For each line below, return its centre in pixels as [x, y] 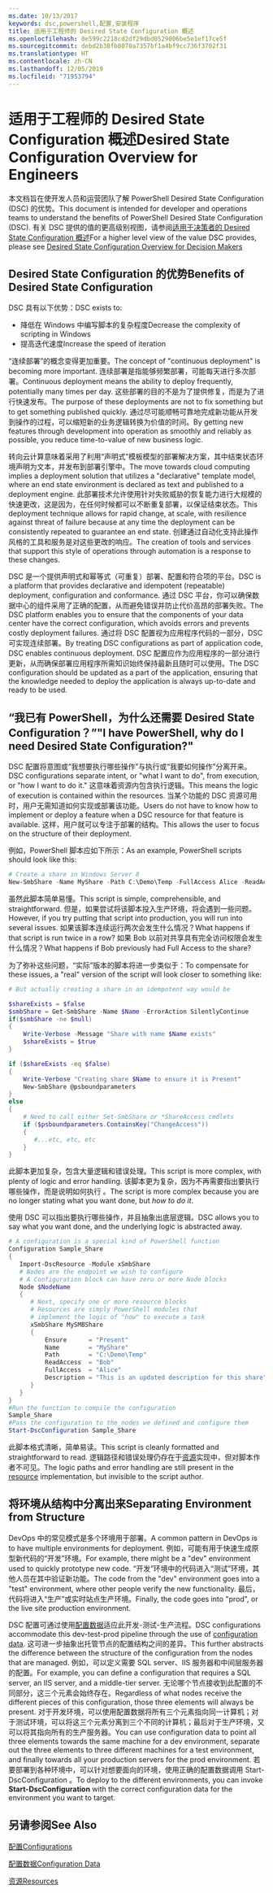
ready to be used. [38, 690]
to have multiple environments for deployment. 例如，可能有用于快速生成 [130, 1548]
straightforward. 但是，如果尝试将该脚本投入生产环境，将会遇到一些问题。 [132, 908]
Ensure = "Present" [87, 1340]
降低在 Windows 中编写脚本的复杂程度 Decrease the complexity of [130, 325]
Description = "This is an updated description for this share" [156, 1378]
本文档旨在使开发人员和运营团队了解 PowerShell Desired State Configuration [136, 198]
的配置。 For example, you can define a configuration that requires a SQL [130, 1673]
